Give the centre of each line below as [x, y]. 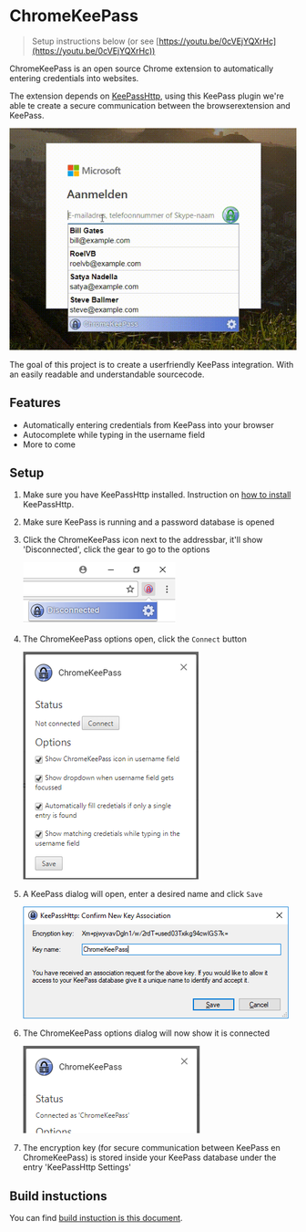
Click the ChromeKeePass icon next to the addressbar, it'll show [143, 540]
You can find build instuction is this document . [97, 1218]
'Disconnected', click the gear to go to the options [116, 549]
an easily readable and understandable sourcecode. [107, 374]
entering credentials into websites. [74, 78]
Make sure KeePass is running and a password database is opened [148, 522]
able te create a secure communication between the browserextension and [150, 105]
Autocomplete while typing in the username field [114, 434]
